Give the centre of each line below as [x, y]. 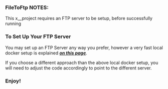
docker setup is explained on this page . [46, 53]
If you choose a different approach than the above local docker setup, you [82, 62]
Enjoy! [13, 80]
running [13, 23]
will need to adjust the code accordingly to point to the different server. [78, 68]
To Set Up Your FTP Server [38, 36]
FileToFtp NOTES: [27, 7]
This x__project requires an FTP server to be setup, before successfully [79, 18]
